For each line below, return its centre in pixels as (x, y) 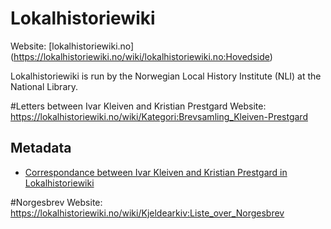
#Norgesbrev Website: (56, 202)
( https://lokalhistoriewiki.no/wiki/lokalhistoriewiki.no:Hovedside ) (141, 56)
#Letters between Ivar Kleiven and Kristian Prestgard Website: (138, 106)
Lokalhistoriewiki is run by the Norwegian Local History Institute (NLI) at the (166, 76)
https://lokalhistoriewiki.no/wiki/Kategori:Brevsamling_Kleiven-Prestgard (159, 116)
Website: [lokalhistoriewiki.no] (72, 46)
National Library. (44, 86)
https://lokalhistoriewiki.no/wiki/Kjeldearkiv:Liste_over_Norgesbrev (147, 213)
